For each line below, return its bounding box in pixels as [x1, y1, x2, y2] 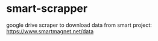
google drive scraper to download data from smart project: [6, 21, 152, 29]
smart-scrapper [6, 2, 88, 15]
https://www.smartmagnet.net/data [6, 27, 94, 34]
